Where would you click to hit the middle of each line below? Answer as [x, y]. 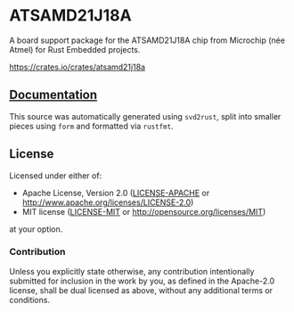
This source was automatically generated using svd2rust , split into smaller [145, 116]
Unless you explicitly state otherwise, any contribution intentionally [132, 271]
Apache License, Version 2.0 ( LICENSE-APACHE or [116, 193]
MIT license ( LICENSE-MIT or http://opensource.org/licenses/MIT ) [144, 211]
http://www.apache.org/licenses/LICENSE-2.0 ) [108, 202]
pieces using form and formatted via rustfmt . [91, 126]
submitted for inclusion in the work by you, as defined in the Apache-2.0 [142, 281]
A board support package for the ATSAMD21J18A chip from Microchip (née [147, 40]
